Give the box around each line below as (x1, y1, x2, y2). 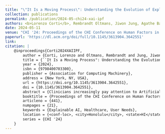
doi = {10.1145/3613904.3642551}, (23, 84, 93, 90)
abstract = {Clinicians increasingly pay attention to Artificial (23, 89, 162, 94)
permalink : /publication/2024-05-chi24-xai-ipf (5, 16, 105, 21)
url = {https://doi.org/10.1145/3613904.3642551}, (23, 80, 129, 85)
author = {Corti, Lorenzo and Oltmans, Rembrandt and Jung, (23, 53, 148, 58)
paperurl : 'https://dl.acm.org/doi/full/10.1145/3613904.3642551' (5, 35, 144, 40)
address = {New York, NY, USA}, (23, 76, 89, 80)
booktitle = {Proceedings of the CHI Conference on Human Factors (23, 94, 162, 99)
